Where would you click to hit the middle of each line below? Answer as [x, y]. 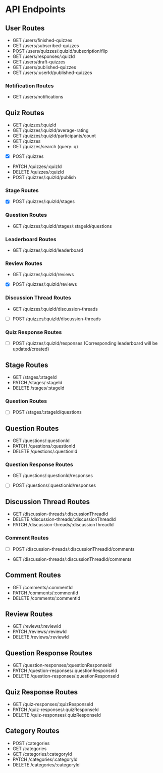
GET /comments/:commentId [43, 587]
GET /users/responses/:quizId [44, 56]
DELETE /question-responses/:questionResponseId [66, 676]
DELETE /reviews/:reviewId [41, 637]
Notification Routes [30, 86]
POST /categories [31, 743]
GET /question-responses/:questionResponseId [62, 665]
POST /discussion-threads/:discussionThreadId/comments [73, 549]
